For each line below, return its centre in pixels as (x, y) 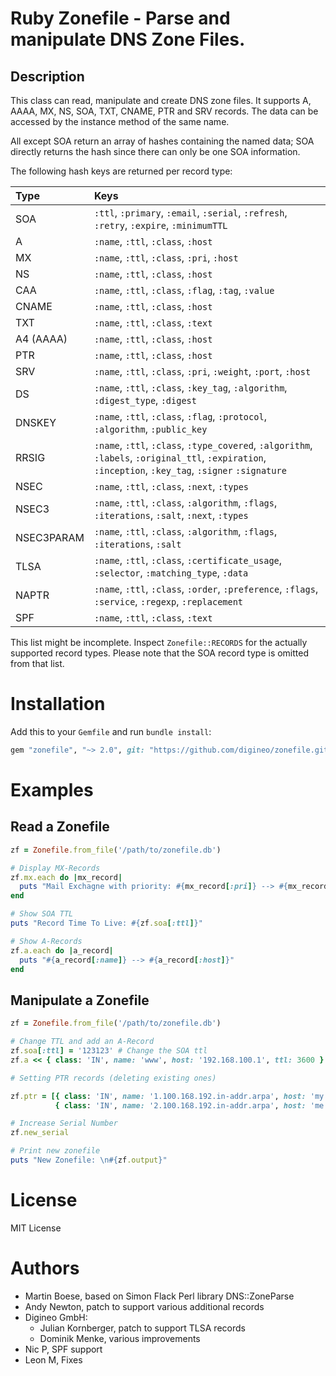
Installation (58, 704)
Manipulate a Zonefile (80, 1000)
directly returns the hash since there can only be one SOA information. (155, 151)
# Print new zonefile (55, 1151)
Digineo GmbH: (56, 1317)
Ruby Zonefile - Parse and (120, 18)
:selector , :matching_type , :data (171, 572)
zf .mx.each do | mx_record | (66, 877)
